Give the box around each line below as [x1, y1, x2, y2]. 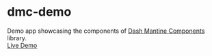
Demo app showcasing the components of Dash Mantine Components [7, 27, 205, 35]
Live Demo [7, 41, 38, 49]
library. [7, 33, 27, 42]
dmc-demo [7, 4, 72, 20]
